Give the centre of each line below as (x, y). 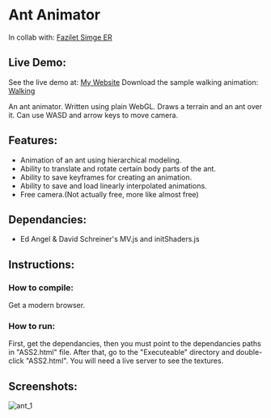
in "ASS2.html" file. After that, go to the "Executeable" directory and (121, 353)
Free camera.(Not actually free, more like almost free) (110, 194)
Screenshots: (43, 386)
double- (249, 353)
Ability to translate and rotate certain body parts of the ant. (118, 168)
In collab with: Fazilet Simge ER (60, 37)
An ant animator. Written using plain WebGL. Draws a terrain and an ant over (135, 106)
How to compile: (41, 287)
